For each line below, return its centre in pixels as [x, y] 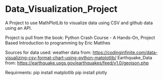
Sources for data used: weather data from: [48, 52]
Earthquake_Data [135, 57]
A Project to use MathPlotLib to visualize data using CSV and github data [79, 23]
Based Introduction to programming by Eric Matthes [58, 42]
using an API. [19, 28]
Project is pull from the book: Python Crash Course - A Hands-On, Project [80, 38]
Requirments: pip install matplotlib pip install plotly [56, 72]
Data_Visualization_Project [61, 9]
